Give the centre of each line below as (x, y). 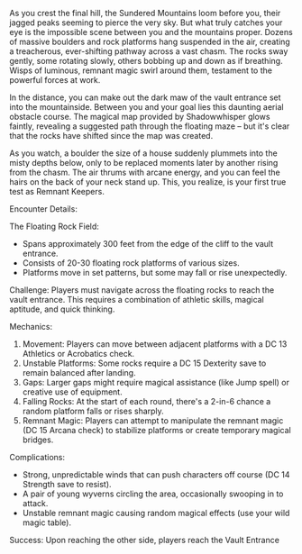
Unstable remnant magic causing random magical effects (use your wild (156, 513)
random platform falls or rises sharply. (93, 411)
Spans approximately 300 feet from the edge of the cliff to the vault (148, 244)
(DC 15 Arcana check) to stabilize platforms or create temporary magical (156, 430)
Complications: (37, 457)
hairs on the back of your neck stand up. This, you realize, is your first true (148, 182)
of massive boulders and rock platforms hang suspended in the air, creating (150, 41)
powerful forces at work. (55, 80)
